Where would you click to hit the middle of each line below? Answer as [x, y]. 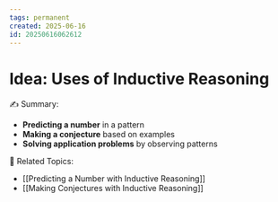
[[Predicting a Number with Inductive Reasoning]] [114, 179]
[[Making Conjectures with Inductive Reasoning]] [113, 189]
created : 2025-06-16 [48, 26]
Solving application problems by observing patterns [120, 144]
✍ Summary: [34, 104]
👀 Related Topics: [42, 162]
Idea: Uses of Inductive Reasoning [139, 79]
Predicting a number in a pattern [83, 125]
